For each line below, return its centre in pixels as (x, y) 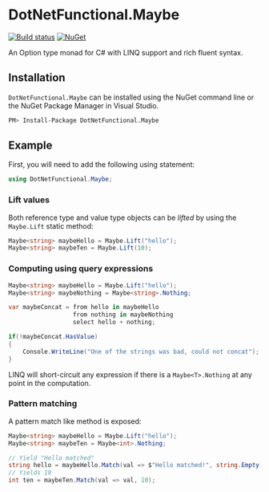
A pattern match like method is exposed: (75, 421)
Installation (37, 78)
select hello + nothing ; (114, 323)
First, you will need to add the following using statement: (101, 165)
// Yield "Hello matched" (51, 458)
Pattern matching (43, 404)
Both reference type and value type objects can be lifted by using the (122, 218)
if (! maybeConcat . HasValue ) (53, 337)
